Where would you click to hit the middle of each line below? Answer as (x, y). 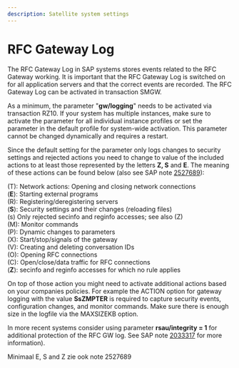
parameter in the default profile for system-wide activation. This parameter (117, 128)
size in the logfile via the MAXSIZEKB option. (73, 314)
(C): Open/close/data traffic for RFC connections (79, 262)
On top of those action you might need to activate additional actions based (117, 283)
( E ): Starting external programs (53, 194)
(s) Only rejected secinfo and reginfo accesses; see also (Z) (95, 216)
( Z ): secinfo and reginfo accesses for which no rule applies (94, 270)
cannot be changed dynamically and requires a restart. (88, 136)
